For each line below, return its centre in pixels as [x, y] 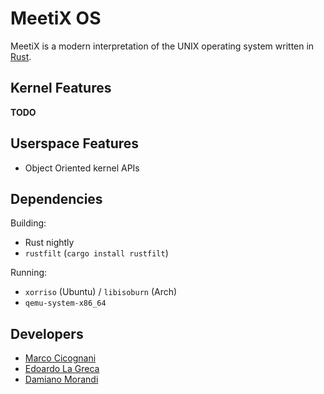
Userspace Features [75, 143]
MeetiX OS [56, 18]
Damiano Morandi [61, 379]
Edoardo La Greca [62, 369]
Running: [29, 273]
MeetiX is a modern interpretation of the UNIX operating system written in [162, 46]
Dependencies [56, 198]
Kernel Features [61, 88]
